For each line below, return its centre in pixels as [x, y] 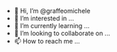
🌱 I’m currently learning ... [52, 26]
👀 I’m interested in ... [44, 18]
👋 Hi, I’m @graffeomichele [52, 11]
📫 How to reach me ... [47, 41]
